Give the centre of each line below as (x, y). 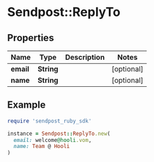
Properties (31, 38)
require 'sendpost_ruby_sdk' (49, 121)
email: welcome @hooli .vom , (53, 140)
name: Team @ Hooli (42, 147)
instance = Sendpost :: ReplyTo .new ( (59, 133)
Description (85, 57)
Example (26, 105)
